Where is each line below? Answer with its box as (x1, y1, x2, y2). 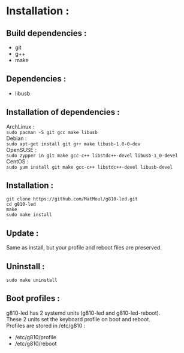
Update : (6, 228, 39, 238)
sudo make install (6, 212, 52, 218)
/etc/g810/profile (14, 333, 57, 340)
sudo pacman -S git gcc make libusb (6, 129, 98, 135)
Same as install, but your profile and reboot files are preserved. (6, 244, 162, 251)
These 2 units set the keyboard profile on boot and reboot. (6, 315, 151, 322)
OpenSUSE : (6, 146, 37, 153)
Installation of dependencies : (6, 107, 120, 117)
